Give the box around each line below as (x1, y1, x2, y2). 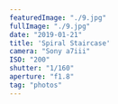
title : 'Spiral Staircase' (9, 38, 111, 48)
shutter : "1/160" (9, 64, 75, 73)
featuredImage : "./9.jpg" (9, 13, 106, 23)
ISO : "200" (9, 55, 50, 64)
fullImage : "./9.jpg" (9, 22, 91, 31)
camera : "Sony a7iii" (9, 47, 91, 56)
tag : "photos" (9, 80, 63, 90)
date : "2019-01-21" (9, 30, 83, 39)
